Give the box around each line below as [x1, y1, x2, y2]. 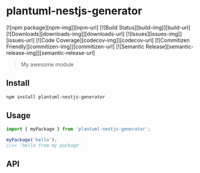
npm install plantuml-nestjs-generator [6, 94, 106, 100]
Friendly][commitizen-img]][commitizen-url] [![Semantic [6, 43, 144, 50]
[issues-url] [6, 36, 35, 44]
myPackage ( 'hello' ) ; [6, 137, 58, 143]
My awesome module [20, 61, 74, 68]
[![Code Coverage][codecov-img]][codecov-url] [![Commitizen [35, 36, 190, 44]
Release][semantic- [145, 43, 194, 50]
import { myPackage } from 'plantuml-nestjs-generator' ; [6, 126, 151, 132]
